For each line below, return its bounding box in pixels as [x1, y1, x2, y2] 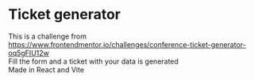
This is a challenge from [8, 31, 87, 41]
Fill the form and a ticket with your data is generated [8, 57, 179, 66]
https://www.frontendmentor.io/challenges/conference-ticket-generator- [8, 39, 246, 49]
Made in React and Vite [8, 64, 85, 74]
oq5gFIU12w [8, 48, 49, 57]
